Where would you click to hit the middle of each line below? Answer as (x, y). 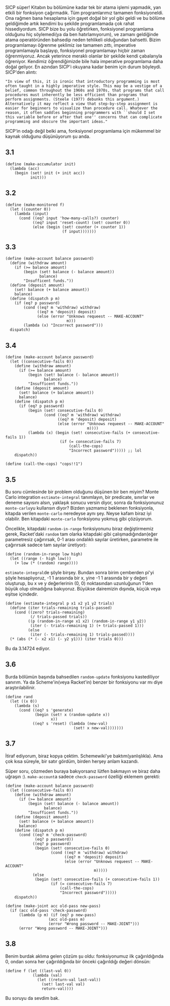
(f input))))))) (79, 231)
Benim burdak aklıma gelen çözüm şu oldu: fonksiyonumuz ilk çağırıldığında (84, 956)
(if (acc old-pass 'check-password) (48, 910)
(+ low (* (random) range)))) (46, 563)
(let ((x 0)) (24, 701)
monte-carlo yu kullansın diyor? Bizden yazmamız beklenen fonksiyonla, (80, 508)
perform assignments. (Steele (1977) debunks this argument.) (72, 99)
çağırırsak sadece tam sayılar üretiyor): (46, 545)
